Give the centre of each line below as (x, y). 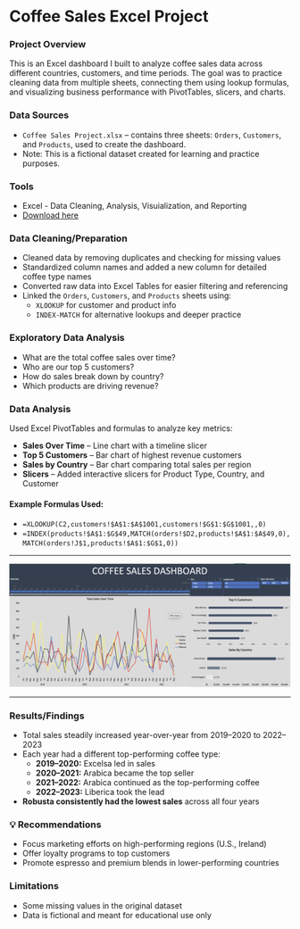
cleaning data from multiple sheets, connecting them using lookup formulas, (150, 83)
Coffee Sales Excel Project (109, 17)
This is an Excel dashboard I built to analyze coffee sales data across (136, 63)
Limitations (34, 886)
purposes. (41, 163)
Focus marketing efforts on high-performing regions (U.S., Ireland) (144, 844)
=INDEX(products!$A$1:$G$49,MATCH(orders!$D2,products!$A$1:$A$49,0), (156, 534)
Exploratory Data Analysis (67, 338)
